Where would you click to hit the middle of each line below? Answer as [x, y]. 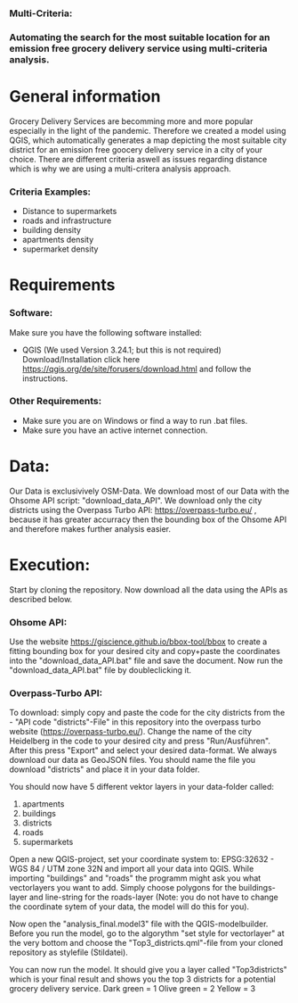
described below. [41, 599]
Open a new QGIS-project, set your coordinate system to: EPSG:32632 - [141, 859]
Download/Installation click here [81, 359]
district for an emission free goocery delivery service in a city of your [136, 149]
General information [85, 97]
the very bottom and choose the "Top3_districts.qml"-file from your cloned [146, 943]
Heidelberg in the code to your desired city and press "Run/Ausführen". [140, 741]
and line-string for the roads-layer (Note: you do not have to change [154, 897]
